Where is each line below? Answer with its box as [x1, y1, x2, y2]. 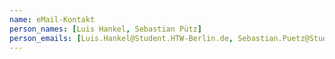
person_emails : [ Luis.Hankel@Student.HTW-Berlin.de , [9, 33, 234, 43]
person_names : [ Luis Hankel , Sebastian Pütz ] [9, 24, 202, 34]
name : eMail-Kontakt [9, 14, 96, 25]
